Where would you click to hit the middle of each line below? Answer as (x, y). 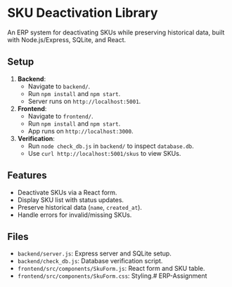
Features (27, 176)
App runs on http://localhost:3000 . (80, 131)
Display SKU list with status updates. (71, 200)
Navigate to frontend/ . (60, 116)
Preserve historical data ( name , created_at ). (80, 207)
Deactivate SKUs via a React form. (67, 192)
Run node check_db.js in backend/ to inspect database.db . (111, 146)
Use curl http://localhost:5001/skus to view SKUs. (104, 153)
